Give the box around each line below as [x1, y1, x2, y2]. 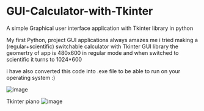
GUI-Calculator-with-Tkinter [6, 4, 153, 18]
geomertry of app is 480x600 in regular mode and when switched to [6, 49, 179, 56]
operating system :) [6, 74, 56, 81]
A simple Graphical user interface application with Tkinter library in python [6, 24, 194, 32]
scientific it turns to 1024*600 [6, 56, 82, 63]
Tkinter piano [6, 98, 40, 105]
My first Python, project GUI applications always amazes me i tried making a [6, 36, 199, 43]
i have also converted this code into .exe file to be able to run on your [6, 67, 181, 74]
